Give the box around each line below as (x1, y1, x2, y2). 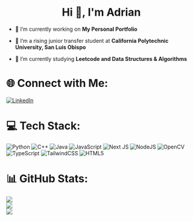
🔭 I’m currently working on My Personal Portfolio (14, 25, 138, 33)
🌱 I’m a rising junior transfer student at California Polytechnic (14, 37, 169, 44)
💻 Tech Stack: (6, 119, 81, 133)
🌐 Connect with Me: (6, 77, 109, 90)
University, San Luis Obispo (14, 43, 86, 51)
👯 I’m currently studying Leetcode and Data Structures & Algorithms (14, 55, 188, 62)
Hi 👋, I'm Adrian (62, 5, 141, 19)
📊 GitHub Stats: (6, 172, 89, 185)
